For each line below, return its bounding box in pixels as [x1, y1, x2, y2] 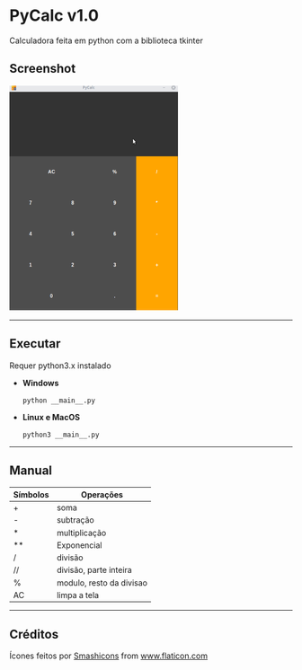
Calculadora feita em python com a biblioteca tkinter [9, 35, 204, 46]
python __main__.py [22, 396, 96, 405]
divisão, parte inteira [57, 565, 132, 576]
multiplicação [57, 527, 107, 538]
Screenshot [9, 61, 76, 76]
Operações [80, 489, 124, 499]
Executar [9, 336, 61, 351]
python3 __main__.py [22, 430, 100, 439]
